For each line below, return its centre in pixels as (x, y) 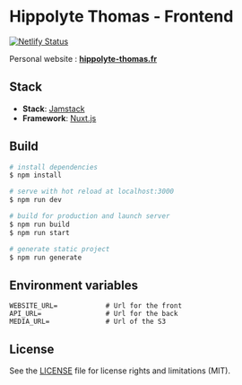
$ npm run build (39, 224)
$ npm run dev (36, 200)
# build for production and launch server (90, 216)
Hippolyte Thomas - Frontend (121, 17)
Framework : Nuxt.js (59, 118)
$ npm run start (39, 232)
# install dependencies (54, 167)
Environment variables (74, 285)
